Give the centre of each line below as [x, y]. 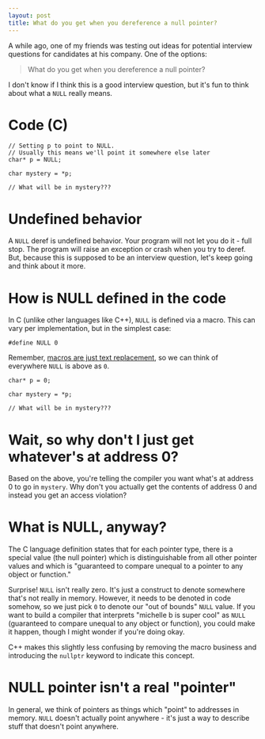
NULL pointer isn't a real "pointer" [122, 688]
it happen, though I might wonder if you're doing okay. [97, 632]
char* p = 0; [30, 381]
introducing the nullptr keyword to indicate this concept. [102, 656]
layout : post [30, 15]
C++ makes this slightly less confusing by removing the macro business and [132, 647]
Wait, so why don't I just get [101, 440]
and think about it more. [47, 266]
